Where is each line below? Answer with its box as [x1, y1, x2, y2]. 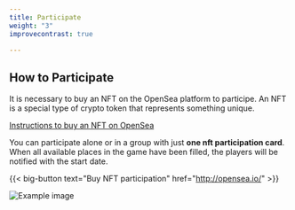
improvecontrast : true [9, 29, 93, 38]
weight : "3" [9, 21, 53, 30]
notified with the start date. [9, 156, 108, 167]
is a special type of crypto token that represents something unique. [9, 103, 255, 113]
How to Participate [9, 70, 114, 85]
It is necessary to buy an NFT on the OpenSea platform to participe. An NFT [9, 94, 287, 105]
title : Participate [9, 12, 82, 22]
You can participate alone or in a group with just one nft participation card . [9, 137, 285, 148]
